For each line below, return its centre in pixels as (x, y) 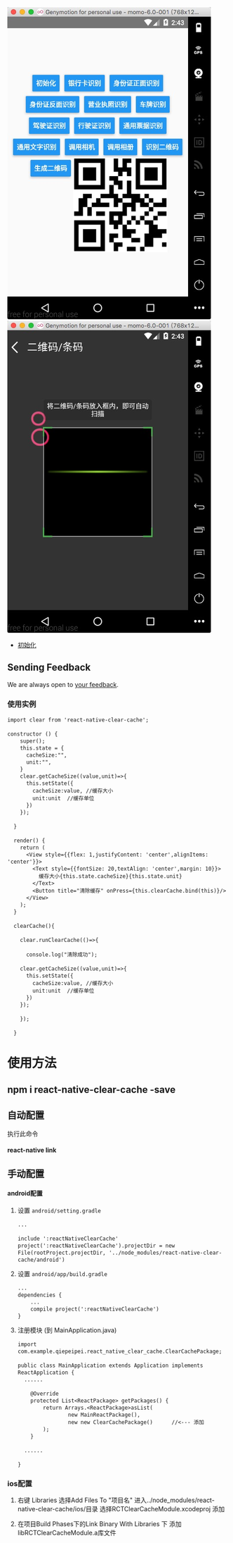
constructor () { (33, 734)
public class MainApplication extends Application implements (110, 1365)
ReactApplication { (46, 1372)
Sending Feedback (49, 668)
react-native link (32, 1150)
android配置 (25, 1194)
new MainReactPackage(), (104, 1415)
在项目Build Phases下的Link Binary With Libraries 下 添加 (99, 1524)
